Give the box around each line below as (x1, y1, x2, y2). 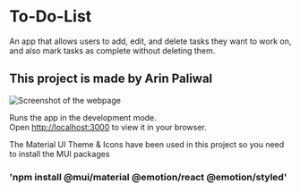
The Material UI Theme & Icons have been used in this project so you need (9, 138, 285, 149)
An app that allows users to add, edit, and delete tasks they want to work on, (9, 36, 292, 46)
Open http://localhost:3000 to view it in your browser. (9, 121, 208, 132)
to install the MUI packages (9, 148, 110, 159)
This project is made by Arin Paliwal (9, 71, 213, 87)
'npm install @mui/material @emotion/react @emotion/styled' (9, 171, 287, 183)
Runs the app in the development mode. (9, 112, 157, 122)
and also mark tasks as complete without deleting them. (9, 45, 216, 55)
